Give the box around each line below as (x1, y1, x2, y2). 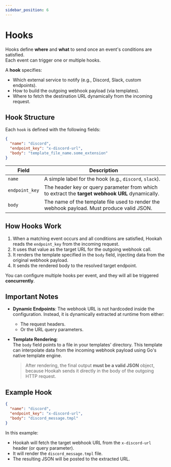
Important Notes (5, 292, 59, 301)
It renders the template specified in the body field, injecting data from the (12, 251, 165, 257)
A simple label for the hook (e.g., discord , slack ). (44, 175, 160, 182)
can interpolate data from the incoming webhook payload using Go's (12, 347, 157, 354)
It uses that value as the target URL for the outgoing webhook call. (12, 246, 152, 252)
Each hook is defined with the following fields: (5, 127, 101, 133)
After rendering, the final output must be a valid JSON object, (25, 362, 155, 369)
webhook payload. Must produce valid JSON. (44, 205, 153, 212)
